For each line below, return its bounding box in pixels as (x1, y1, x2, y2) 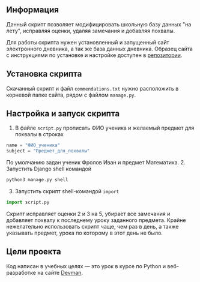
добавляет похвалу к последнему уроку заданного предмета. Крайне (6, 216, 186, 224)
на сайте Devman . (37, 269, 83, 276)
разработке (6, 269, 36, 276)
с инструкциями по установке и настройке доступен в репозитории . (6, 51, 183, 59)
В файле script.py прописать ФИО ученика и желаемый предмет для (14, 124, 195, 131)
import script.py (6, 199, 50, 206)
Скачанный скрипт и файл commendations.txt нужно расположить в (6, 85, 179, 92)
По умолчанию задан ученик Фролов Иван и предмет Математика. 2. (6, 159, 186, 166)
